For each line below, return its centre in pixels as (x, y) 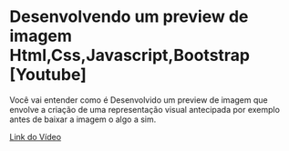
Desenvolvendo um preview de (129, 17)
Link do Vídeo (36, 136)
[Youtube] (48, 75)
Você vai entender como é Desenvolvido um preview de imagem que (139, 100)
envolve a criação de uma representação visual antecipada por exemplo (145, 109)
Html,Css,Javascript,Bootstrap (130, 55)
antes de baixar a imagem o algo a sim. (83, 119)
